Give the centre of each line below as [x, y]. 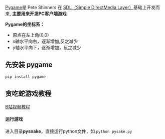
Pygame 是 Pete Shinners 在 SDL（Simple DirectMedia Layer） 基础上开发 [80, 7]
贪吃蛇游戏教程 [28, 94]
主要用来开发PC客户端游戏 [39, 14]
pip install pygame [26, 77]
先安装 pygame [29, 65]
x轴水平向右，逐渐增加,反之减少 [45, 41]
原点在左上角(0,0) [31, 35]
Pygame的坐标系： [25, 24]
